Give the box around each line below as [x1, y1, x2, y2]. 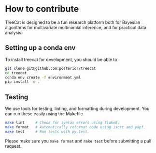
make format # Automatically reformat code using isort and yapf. [5, 124, 146, 129]
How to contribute [5, 3, 79, 15]
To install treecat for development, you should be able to [5, 57, 117, 62]
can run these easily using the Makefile [5, 111, 83, 117]
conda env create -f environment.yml [5, 75, 81, 80]
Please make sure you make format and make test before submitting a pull [5, 138, 152, 144]
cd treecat [5, 70, 27, 76]
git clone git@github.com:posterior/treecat [5, 66, 96, 71]
